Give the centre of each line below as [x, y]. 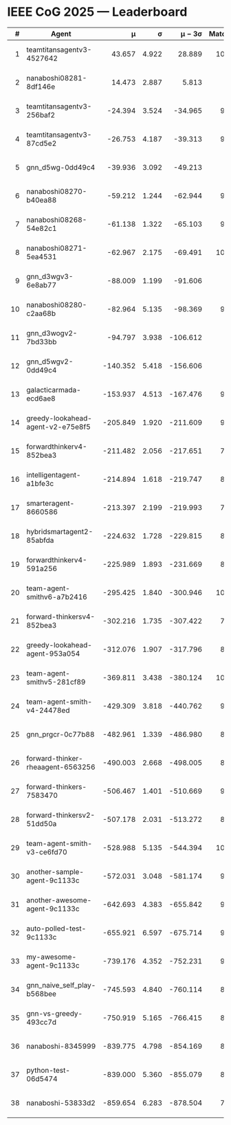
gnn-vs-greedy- [55, 1013]
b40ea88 [42, 200]
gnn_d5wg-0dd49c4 [61, 167]
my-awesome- [52, 957]
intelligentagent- [54, 475]
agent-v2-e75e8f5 [58, 427]
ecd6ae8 [41, 398]
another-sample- [55, 871]
